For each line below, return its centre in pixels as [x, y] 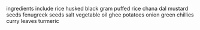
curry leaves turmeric [33, 21]
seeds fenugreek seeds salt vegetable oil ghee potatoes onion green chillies [100, 15]
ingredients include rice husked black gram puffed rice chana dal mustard [97, 9]
